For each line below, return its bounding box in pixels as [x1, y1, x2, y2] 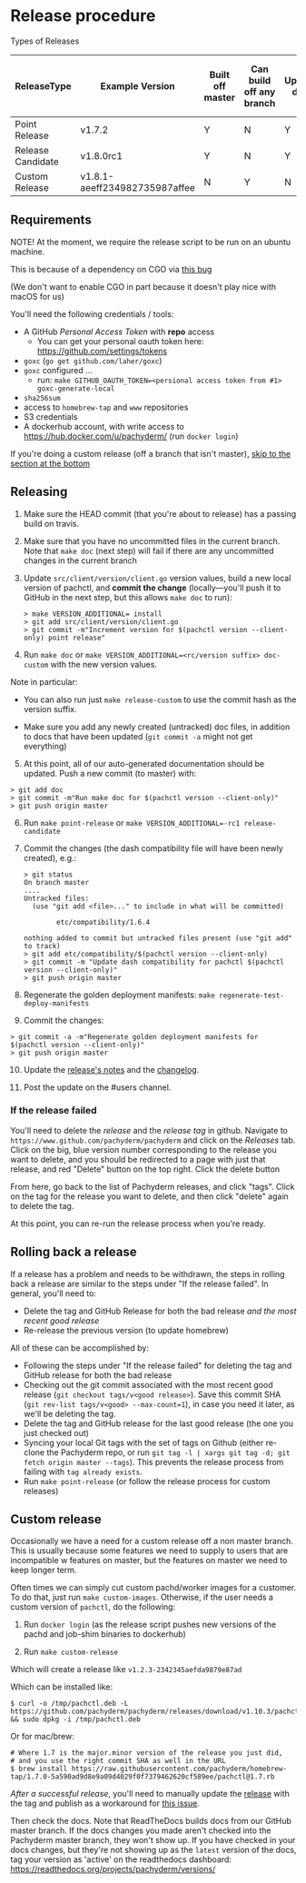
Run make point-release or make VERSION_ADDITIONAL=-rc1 [23, 817, 241, 828]
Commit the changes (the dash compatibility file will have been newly [23, 842, 284, 854]
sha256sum [23, 393, 62, 402]
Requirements [10, 213, 92, 228]
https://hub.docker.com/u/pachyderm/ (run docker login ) [23, 431, 239, 441]
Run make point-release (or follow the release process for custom [23, 1475, 271, 1486]
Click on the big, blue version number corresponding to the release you [10, 1144, 277, 1155]
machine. [10, 246, 45, 257]
